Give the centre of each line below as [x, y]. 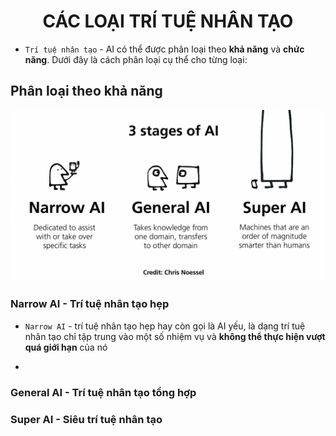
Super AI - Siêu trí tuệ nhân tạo [86, 419]
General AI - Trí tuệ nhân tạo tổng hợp [103, 392]
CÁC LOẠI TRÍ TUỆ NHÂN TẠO [168, 21]
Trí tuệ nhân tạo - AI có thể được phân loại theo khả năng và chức [164, 49]
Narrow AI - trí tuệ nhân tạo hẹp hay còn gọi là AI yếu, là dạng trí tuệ [165, 326]
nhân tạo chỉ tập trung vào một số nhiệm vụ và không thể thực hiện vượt [175, 336]
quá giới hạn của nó [66, 347]
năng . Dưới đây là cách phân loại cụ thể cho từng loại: [136, 59]
